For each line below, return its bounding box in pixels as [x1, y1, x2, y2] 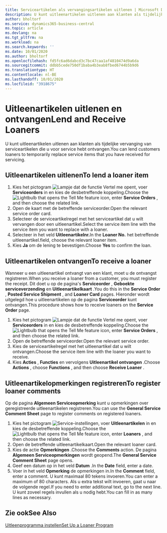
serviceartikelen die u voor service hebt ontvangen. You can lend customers [5, 146, 161, 152]
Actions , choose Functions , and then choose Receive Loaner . [12, 364, 145, 370]
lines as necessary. [12, 495, 52, 500]
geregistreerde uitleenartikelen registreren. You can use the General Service [5, 405, 161, 411]
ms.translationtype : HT [5, 68, 55, 73]
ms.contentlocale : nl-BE [5, 72, 57, 77]
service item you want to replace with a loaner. [12, 226, 108, 232]
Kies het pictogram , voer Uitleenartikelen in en [12, 420, 157, 426]
